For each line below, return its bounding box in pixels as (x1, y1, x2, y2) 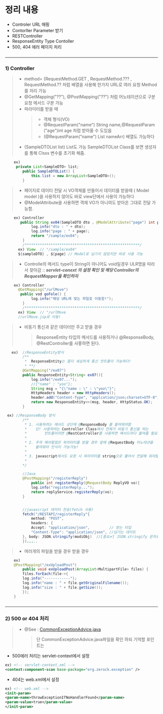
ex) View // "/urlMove (17, 310, 66, 315)
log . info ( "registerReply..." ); (31, 485, 95, 490)
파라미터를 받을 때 (24, 106, 58, 112)
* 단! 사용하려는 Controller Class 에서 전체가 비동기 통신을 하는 (24, 427, 149, 431)
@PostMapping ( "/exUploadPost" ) (14, 562, 77, 567)
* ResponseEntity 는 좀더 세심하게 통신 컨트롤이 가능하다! (24, 359, 131, 364)
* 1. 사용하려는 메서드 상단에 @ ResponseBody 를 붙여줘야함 (24, 422, 131, 427)
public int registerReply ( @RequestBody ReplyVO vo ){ (31, 481, 140, 485)
